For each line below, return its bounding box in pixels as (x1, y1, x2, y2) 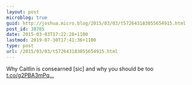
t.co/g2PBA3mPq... (6, 71, 55, 79)
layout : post (6, 8, 39, 15)
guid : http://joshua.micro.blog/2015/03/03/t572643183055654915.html (6, 20, 187, 26)
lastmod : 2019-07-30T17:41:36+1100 (6, 37, 97, 43)
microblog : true (6, 15, 47, 21)
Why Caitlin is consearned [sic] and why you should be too (6, 65, 154, 72)
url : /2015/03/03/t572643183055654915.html (6, 49, 118, 55)
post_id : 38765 (6, 25, 45, 32)
